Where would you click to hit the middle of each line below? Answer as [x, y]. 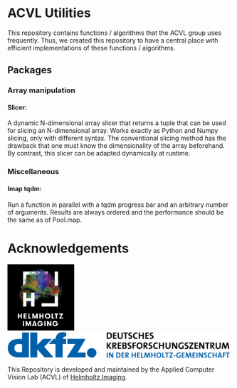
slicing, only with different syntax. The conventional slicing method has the [117, 138]
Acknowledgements [68, 248]
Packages [30, 70]
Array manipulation [42, 90]
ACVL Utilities [49, 13]
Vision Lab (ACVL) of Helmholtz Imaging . [67, 377]
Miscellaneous [33, 172]
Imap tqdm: [25, 188]
